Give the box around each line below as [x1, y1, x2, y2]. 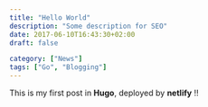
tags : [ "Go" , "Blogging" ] [9, 63, 107, 72]
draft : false [9, 38, 59, 48]
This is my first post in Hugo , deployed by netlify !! [9, 87, 199, 98]
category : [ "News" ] [9, 55, 83, 64]
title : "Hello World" [9, 13, 91, 22]
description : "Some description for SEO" [9, 22, 168, 31]
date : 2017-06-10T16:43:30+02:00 [9, 30, 136, 39]
